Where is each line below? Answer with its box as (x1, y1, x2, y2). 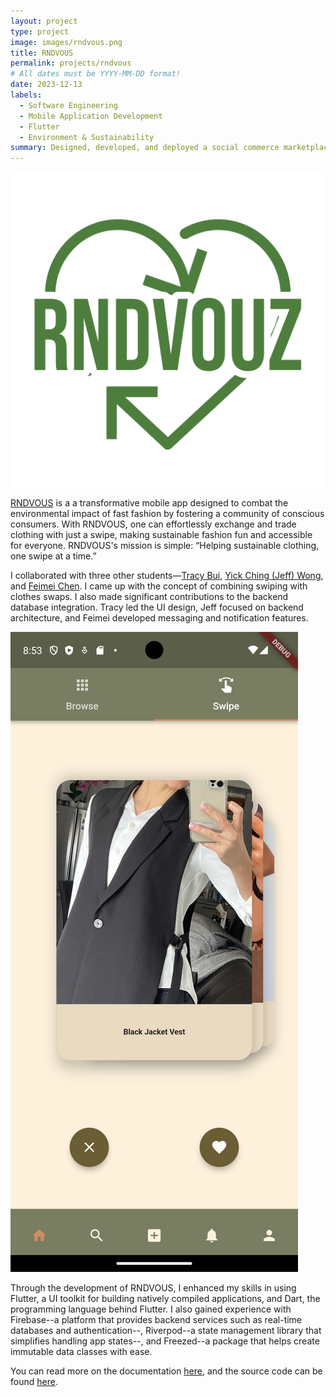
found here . (10, 1376, 58, 1388)
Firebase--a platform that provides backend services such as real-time (10, 1314, 303, 1326)
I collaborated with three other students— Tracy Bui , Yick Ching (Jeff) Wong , (10, 570, 324, 582)
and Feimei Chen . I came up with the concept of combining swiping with (10, 580, 308, 592)
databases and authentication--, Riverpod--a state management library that (10, 1325, 322, 1337)
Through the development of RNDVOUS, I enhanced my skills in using (10, 1282, 297, 1294)
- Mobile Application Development (19, 111, 163, 121)
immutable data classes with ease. (10, 1346, 153, 1358)
